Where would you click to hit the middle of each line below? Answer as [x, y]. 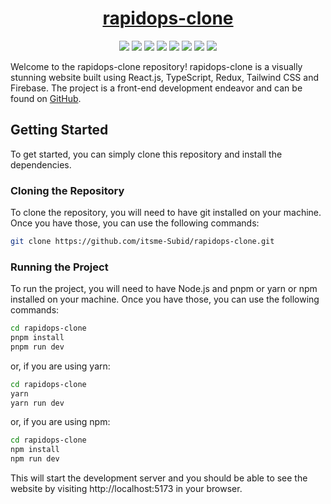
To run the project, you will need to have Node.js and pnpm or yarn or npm [164, 289]
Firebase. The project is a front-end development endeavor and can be [156, 88]
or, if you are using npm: [60, 422]
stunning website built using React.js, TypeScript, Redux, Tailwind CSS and [164, 77]
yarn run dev [37, 403]
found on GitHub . [46, 98]
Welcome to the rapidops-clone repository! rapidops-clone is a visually [156, 66]
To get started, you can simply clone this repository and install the [146, 154]
